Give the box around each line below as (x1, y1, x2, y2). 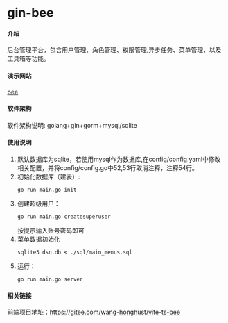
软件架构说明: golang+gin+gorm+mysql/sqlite (7, 121, 137, 129)
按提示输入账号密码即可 (17, 226, 85, 234)
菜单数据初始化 (17, 235, 60, 243)
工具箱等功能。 (7, 54, 50, 63)
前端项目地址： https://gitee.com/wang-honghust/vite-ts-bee (7, 308, 181, 317)
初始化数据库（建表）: (17, 172, 80, 181)
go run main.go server (17, 276, 83, 283)
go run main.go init (17, 186, 77, 193)
